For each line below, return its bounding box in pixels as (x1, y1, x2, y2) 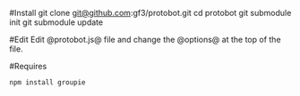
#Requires (9, 61, 47, 71)
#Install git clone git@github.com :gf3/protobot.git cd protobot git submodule (9, 8, 292, 18)
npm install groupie (9, 78, 87, 87)
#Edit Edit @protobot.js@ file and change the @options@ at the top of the (9, 35, 281, 44)
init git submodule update (9, 17, 104, 28)
